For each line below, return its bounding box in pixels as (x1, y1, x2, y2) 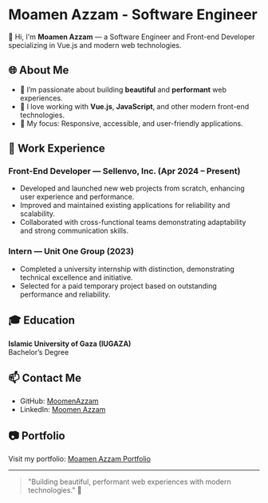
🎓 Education (8, 313, 76, 328)
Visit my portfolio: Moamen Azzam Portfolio (8, 454, 152, 464)
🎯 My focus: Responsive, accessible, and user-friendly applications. (19, 118, 243, 128)
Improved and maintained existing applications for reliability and (19, 201, 231, 210)
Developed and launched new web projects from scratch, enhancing (19, 183, 245, 193)
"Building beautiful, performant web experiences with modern (27, 477, 231, 487)
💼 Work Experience (8, 142, 105, 155)
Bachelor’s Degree (8, 347, 69, 356)
